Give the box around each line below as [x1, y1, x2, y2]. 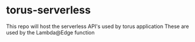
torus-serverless [6, 3, 91, 17]
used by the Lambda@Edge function [6, 29, 95, 36]
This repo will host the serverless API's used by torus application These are [6, 23, 190, 30]
